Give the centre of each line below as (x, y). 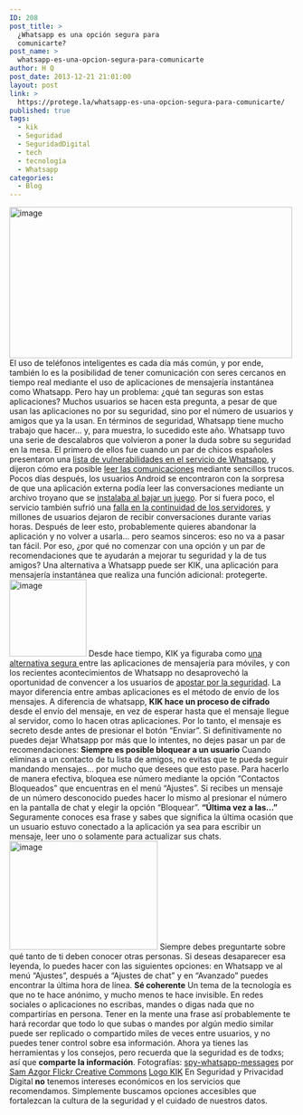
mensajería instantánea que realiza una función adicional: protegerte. (138, 575)
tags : (19, 119)
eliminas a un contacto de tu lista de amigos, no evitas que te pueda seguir (149, 759)
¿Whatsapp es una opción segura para (89, 34)
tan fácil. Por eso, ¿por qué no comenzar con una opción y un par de (137, 546)
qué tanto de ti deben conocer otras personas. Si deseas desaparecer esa (148, 956)
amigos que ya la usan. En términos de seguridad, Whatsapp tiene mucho (147, 421)
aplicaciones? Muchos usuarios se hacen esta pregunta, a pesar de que (143, 402)
